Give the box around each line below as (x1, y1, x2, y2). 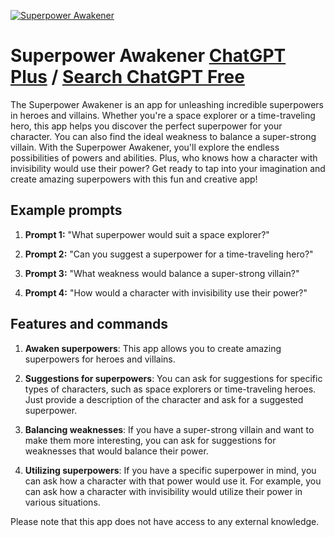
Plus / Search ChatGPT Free (10, 66, 245, 89)
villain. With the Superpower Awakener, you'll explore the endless (10, 141, 280, 153)
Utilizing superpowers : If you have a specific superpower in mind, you (24, 464, 317, 476)
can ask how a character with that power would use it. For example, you (24, 475, 322, 487)
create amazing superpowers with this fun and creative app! (10, 173, 258, 185)
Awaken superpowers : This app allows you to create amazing (24, 342, 282, 354)
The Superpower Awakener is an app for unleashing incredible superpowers (10, 98, 324, 110)
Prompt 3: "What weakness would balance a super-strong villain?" (24, 267, 300, 279)
